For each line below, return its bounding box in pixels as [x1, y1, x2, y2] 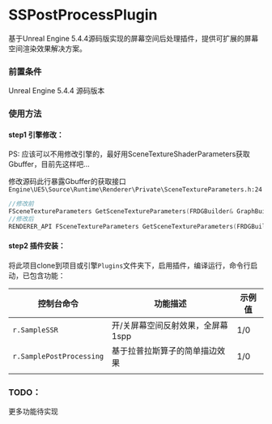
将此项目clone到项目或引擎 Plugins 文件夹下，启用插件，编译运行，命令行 [8, 261, 251, 271]
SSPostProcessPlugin [8, 6, 158, 24]
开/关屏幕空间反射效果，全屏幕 [112, 320, 228, 332]
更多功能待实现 [8, 407, 58, 417]
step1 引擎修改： [8, 130, 64, 139]
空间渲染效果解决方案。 [8, 43, 87, 54]
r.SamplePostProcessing [12, 352, 104, 362]
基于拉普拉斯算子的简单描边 [112, 345, 218, 357]
